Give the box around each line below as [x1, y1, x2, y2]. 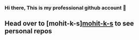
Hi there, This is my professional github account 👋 [4, 4, 127, 11]
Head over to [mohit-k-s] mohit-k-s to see [4, 20, 134, 28]
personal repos [4, 27, 52, 36]
